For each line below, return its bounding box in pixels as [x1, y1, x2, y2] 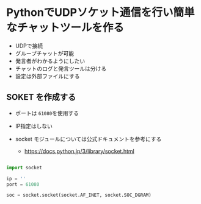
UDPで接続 [15, 42, 43, 49]
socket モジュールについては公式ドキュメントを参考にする [15, 135, 162, 142]
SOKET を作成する [6, 92, 76, 102]
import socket [6, 164, 43, 171]
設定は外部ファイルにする [15, 72, 80, 80]
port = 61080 [6, 181, 40, 188]
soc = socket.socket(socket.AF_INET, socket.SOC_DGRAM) [6, 192, 152, 199]
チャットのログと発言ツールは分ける [15, 65, 107, 72]
